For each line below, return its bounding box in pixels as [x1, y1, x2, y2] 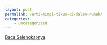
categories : [5, 16, 30, 21]
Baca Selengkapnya [5, 34, 46, 40]
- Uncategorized [14, 21, 48, 26]
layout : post [5, 7, 32, 12]
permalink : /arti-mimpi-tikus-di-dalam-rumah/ [5, 12, 103, 17]
